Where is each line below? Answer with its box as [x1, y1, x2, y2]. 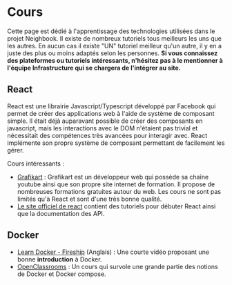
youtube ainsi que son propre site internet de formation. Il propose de [17, 180, 215, 188]
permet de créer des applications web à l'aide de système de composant [7, 109, 215, 117]
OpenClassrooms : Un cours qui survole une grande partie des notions [17, 262, 219, 271]
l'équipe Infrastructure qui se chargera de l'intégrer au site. [7, 63, 181, 72]
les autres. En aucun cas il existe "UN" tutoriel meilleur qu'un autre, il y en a [7, 41, 222, 50]
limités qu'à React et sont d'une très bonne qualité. [17, 195, 162, 203]
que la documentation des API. [17, 209, 105, 217]
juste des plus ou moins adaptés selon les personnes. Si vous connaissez [7, 49, 218, 57]
